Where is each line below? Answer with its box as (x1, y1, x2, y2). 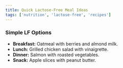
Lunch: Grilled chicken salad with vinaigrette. (12, 46, 109, 52)
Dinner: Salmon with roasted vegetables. (12, 52, 100, 58)
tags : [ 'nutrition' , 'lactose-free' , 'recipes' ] (5, 12, 111, 17)
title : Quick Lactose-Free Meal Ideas (5, 7, 88, 13)
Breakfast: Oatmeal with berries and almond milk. (12, 40, 118, 47)
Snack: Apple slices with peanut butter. (12, 57, 96, 63)
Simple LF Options (5, 29, 52, 36)
